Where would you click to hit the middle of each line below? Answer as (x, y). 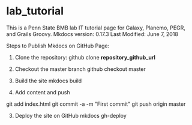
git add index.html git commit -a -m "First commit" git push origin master (96, 104)
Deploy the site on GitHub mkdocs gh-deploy (71, 115)
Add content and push (42, 92)
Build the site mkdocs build (48, 81)
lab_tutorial (35, 11)
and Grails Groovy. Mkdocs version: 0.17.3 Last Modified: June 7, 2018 (92, 34)
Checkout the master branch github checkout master (80, 69)
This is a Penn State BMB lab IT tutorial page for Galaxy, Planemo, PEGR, (96, 28)
